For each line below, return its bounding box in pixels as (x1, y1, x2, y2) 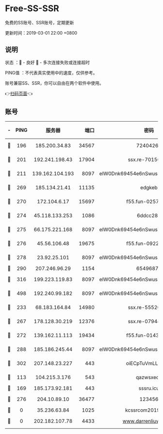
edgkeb (140, 184, 158, 191)
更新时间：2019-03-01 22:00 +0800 (5, 30, 78, 36)
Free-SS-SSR (5, 3, 59, 14)
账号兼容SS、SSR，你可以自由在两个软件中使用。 (5, 80, 104, 86)
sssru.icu (138, 385, 160, 392)
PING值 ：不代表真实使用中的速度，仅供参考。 (5, 70, 98, 75)
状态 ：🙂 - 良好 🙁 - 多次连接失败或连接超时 (5, 59, 90, 65)
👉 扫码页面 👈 (5, 90, 33, 96)
